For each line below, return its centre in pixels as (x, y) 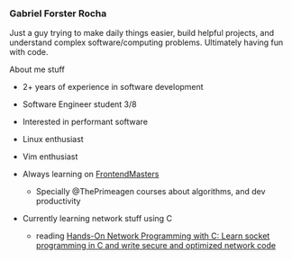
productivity (58, 202)
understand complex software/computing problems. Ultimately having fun (146, 42)
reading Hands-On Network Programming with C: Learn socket (153, 236)
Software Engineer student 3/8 (79, 104)
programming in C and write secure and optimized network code (156, 246)
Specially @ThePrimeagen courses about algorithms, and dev (151, 192)
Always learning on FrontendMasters (91, 175)
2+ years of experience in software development (113, 87)
